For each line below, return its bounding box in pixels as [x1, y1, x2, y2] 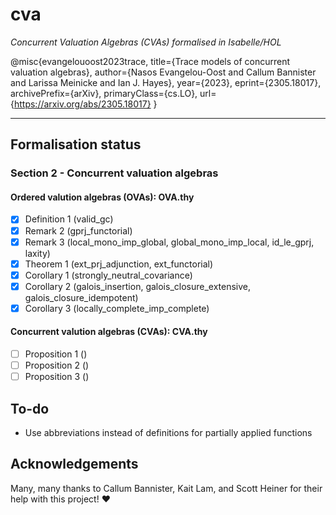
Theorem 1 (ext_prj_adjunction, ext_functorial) [24, 258, 214, 270]
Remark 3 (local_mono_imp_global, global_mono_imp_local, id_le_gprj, [24, 236, 315, 248]
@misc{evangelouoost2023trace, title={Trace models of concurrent [10, 55, 291, 67]
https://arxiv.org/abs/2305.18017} [13, 98, 152, 110]
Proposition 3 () [24, 371, 90, 383]
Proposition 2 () [24, 359, 90, 372]
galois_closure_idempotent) [24, 291, 139, 303]
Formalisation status [10, 136, 142, 153]
